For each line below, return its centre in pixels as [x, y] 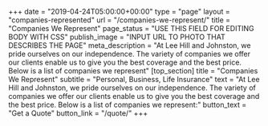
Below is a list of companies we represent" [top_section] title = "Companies [133, 71]
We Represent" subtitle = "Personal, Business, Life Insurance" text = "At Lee [134, 79]
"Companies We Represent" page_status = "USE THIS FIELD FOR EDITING [131, 28]
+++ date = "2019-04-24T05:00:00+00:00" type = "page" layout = [119, 12]
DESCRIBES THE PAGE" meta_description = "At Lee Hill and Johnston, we [130, 45]
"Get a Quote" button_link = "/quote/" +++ [78, 113]
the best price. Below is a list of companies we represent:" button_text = [128, 104]
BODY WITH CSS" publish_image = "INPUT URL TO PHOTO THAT [117, 37]
